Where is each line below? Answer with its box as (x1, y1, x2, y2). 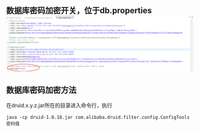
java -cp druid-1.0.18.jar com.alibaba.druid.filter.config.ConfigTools (6, 115, 190, 121)
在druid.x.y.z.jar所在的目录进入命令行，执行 (6, 102, 113, 109)
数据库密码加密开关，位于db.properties (6, 5, 153, 16)
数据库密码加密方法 (6, 85, 77, 95)
